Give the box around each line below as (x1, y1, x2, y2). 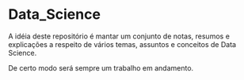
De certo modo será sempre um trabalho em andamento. (8, 63, 194, 72)
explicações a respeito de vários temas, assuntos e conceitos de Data (8, 39, 236, 49)
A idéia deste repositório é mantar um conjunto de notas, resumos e (8, 31, 230, 41)
